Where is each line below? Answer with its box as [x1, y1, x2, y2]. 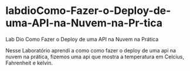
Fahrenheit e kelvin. [5, 59, 53, 66]
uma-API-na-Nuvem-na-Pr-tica [5, 16, 162, 30]
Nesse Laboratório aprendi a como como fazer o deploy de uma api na [5, 47, 177, 54]
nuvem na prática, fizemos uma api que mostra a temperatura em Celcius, [5, 53, 184, 60]
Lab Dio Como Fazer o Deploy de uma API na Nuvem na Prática [5, 35, 159, 42]
